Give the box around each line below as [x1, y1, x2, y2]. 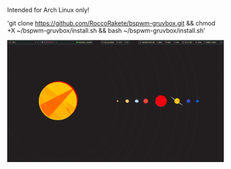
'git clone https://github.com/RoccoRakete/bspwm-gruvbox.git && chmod [7, 19, 215, 27]
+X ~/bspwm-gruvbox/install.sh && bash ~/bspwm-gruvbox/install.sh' [7, 27, 206, 34]
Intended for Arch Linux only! [7, 6, 89, 14]
